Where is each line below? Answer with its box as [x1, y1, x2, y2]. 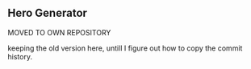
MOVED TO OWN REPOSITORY [7, 27, 111, 37]
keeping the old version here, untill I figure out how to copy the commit [7, 43, 243, 53]
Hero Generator [7, 6, 88, 20]
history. [7, 51, 33, 61]
